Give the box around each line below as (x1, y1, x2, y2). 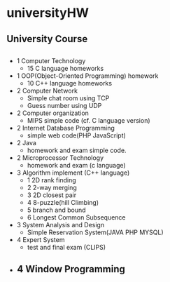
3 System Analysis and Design (16, 220, 105, 229)
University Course (6, 33, 88, 45)
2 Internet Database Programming (16, 123, 115, 132)
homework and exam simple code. (27, 146, 127, 154)
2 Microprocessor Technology (16, 153, 104, 162)
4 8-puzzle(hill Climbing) (27, 198, 99, 206)
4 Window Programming (16, 263, 125, 275)
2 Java (16, 138, 36, 147)
